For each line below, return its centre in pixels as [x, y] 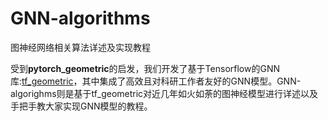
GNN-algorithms [80, 18]
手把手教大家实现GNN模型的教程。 [81, 106]
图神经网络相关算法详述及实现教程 [80, 47]
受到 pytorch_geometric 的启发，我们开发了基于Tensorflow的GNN [145, 68]
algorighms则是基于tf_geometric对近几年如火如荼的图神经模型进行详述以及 [164, 93]
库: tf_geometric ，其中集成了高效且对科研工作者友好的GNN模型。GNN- [156, 81]
